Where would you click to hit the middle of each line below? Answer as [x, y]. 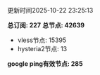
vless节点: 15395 [42, 40]
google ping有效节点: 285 [45, 64]
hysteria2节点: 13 [42, 49]
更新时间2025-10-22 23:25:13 [50, 10]
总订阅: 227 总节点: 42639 [46, 25]
